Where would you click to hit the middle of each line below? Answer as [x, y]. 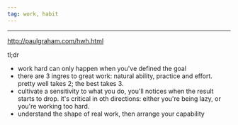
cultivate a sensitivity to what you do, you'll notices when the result [115, 91]
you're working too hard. [53, 106]
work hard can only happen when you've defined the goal [102, 68]
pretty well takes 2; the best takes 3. [70, 83]
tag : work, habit [33, 14]
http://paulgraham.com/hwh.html [56, 40]
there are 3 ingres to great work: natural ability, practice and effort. [115, 76]
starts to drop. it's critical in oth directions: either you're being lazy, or [119, 98]
